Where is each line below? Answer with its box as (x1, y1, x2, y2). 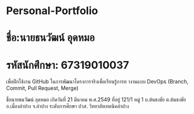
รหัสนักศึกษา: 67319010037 (6, 58, 129, 72)
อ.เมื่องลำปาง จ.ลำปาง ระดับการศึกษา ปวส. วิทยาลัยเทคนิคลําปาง (6, 103, 129, 110)
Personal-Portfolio (6, 4, 98, 18)
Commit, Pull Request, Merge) (6, 85, 79, 92)
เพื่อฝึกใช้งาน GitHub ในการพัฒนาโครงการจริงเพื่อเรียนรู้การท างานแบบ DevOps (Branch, (6, 78, 189, 85)
